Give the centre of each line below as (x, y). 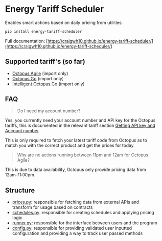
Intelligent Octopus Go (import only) (48, 84)
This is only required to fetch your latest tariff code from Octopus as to (76, 140)
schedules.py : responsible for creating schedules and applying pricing (83, 213)
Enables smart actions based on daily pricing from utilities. (64, 23)
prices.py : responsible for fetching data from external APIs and (76, 202)
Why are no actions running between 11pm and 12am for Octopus (82, 155)
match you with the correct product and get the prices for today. (70, 145)
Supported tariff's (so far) (45, 61)
